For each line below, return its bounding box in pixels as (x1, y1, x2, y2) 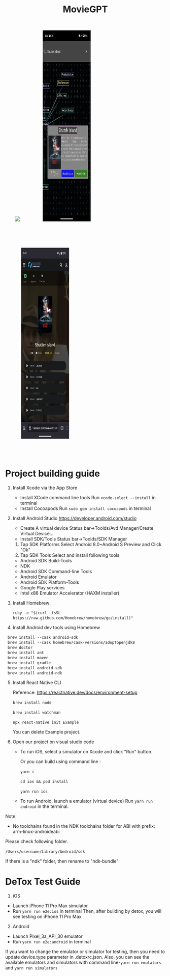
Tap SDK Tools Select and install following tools (20, 552, 120, 558)
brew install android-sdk (7, 665, 62, 670)
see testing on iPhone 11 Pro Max (12, 913, 82, 919)
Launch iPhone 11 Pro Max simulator (12, 903, 88, 909)
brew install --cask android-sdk (7, 635, 79, 640)
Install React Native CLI (12, 679, 61, 686)
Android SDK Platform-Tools (20, 579, 80, 585)
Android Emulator (20, 574, 57, 580)
